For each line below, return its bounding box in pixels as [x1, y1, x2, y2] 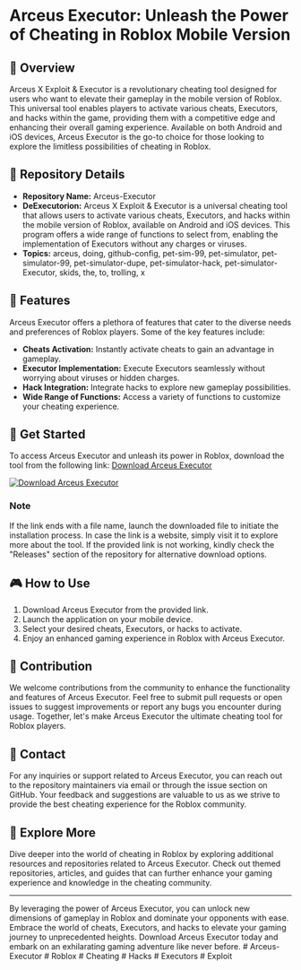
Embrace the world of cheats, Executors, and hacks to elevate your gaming [9, 922, 287, 932]
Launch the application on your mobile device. [21, 613, 193, 624]
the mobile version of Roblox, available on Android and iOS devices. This [21, 219, 291, 230]
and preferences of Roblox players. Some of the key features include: [9, 326, 266, 337]
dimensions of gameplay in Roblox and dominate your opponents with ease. [9, 912, 289, 923]
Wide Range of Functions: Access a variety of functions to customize [21, 391, 281, 402]
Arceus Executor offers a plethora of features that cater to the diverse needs [9, 316, 292, 327]
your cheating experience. [21, 401, 120, 411]
